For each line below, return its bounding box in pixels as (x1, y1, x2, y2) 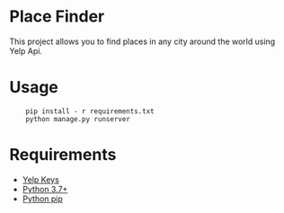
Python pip (22, 193, 63, 204)
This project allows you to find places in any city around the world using (9, 36, 276, 47)
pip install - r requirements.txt (25, 106, 155, 116)
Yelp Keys (22, 173, 60, 185)
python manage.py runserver (25, 114, 130, 123)
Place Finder (9, 6, 105, 27)
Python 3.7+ (22, 183, 68, 194)
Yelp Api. (9, 45, 43, 56)
